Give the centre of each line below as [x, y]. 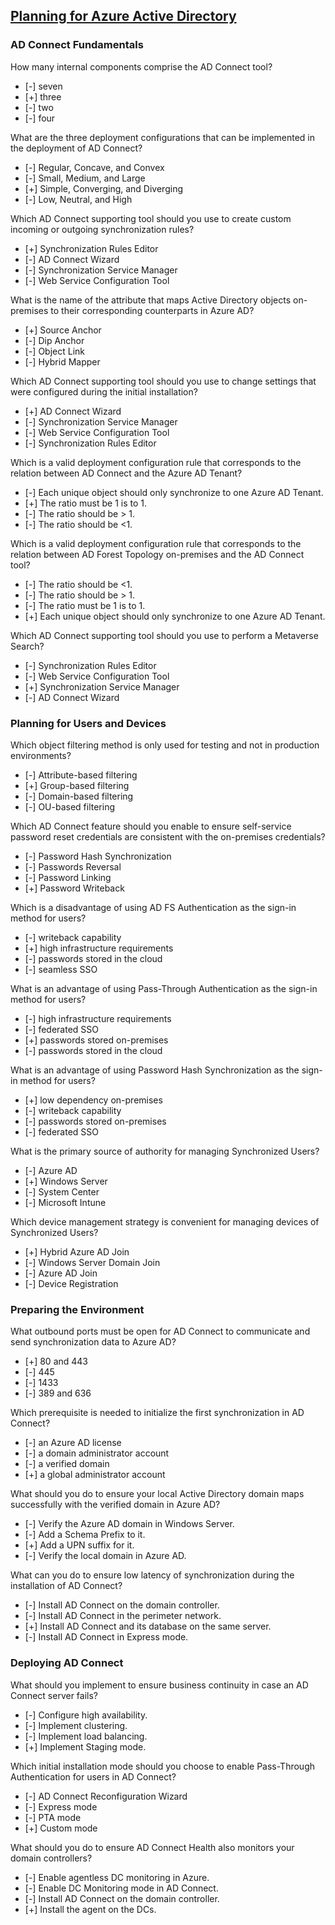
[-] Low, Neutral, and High [78, 199]
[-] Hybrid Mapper [62, 361]
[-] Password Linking [68, 877]
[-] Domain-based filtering [79, 796]
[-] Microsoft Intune [65, 1202]
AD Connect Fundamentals [77, 45]
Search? [27, 646]
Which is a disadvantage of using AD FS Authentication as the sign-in [153, 907]
